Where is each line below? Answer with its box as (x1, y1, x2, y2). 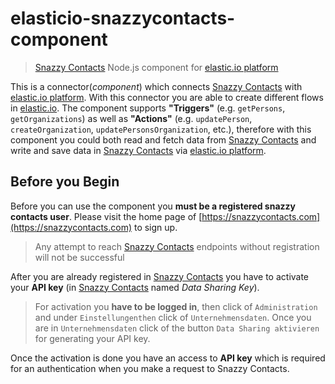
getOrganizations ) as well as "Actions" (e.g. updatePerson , (10, 112, 253, 124)
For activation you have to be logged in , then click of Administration (34, 300, 318, 312)
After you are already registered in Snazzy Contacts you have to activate (10, 270, 310, 282)
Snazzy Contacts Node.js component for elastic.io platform (34, 61, 279, 73)
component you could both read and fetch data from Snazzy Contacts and (10, 133, 317, 146)
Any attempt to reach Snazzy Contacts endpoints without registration (34, 240, 320, 252)
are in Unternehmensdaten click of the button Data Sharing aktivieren (34, 322, 320, 334)
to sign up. (133, 221, 178, 233)
